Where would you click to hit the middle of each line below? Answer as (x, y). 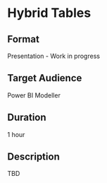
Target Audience (45, 78)
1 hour (16, 134)
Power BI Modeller (34, 95)
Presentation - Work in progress (54, 56)
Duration (27, 118)
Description (33, 157)
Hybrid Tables (49, 13)
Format (24, 39)
